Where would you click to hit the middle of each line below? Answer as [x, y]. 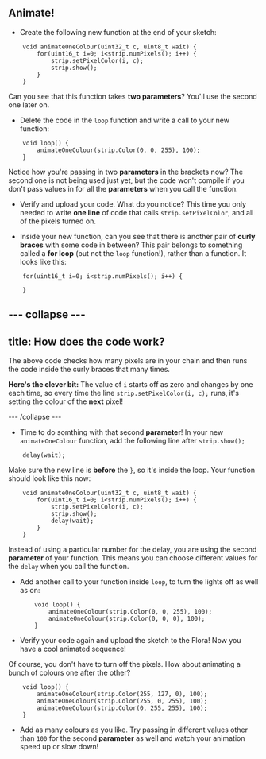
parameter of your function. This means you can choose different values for [133, 558]
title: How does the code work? [87, 341]
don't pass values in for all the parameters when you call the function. [123, 188]
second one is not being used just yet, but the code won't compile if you [126, 180]
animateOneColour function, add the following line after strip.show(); [132, 441]
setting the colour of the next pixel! [66, 401]
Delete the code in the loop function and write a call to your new [125, 120]
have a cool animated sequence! [73, 649]
